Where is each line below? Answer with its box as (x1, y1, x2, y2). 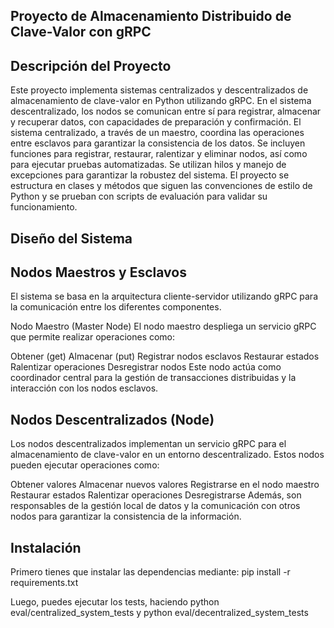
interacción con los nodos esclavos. (10, 382, 159, 394)
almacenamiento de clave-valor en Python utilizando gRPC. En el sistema (10, 95, 312, 107)
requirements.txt (10, 577, 79, 589)
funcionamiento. (10, 201, 78, 213)
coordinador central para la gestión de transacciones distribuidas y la (10, 372, 297, 384)
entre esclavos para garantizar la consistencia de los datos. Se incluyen (10, 137, 306, 149)
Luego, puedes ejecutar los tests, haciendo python (10, 596, 220, 608)
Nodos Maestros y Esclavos (10, 264, 187, 281)
